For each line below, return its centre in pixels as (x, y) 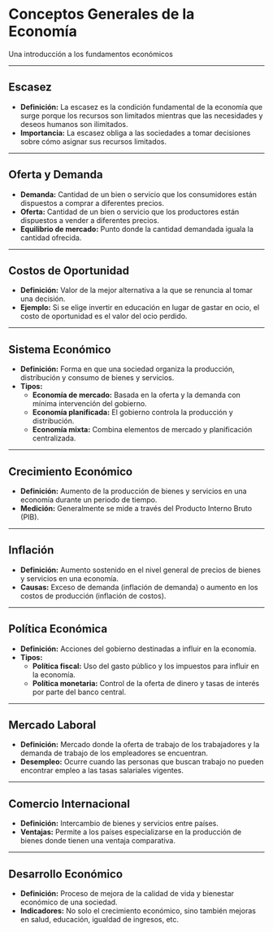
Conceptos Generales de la (102, 14)
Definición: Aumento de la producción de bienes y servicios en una (133, 491)
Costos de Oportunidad (69, 271)
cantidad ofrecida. (51, 238)
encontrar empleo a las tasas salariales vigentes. (102, 771)
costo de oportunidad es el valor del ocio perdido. (104, 316)
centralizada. (54, 438)
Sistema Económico (60, 350)
